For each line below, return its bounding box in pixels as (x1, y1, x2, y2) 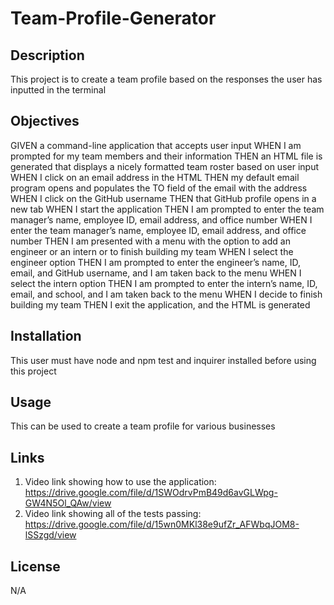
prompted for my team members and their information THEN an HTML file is (10, 150, 323, 162)
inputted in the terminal (10, 84, 107, 96)
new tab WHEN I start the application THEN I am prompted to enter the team (10, 203, 325, 215)
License (10, 558, 61, 575)
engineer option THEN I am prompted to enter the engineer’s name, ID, (10, 256, 302, 268)
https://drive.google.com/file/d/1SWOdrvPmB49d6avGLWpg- (24, 487, 278, 499)
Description (10, 47, 85, 64)
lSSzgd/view (24, 529, 77, 541)
